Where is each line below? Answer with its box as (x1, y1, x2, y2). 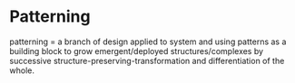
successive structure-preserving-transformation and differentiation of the (9, 55, 285, 66)
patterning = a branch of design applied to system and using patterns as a (9, 36, 287, 47)
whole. (9, 65, 34, 76)
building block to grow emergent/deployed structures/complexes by (9, 45, 264, 56)
